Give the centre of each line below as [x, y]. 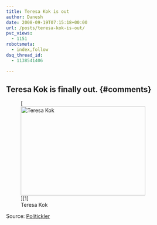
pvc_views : [19, 33]
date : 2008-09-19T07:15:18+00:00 [47, 22]
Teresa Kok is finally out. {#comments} [79, 89]
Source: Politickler [28, 216]
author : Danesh [25, 17]
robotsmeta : [21, 45]
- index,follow [30, 50]
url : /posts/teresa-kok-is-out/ [45, 28]
